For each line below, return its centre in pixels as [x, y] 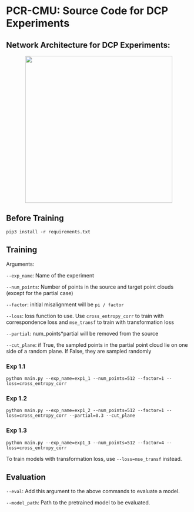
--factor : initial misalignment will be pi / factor [65, 304]
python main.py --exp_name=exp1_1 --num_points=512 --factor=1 [85, 378]
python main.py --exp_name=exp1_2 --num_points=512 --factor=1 [85, 411]
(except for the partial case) [40, 293]
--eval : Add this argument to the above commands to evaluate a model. [93, 491]
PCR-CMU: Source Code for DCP [87, 11]
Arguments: [20, 264]
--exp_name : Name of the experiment [50, 275]
